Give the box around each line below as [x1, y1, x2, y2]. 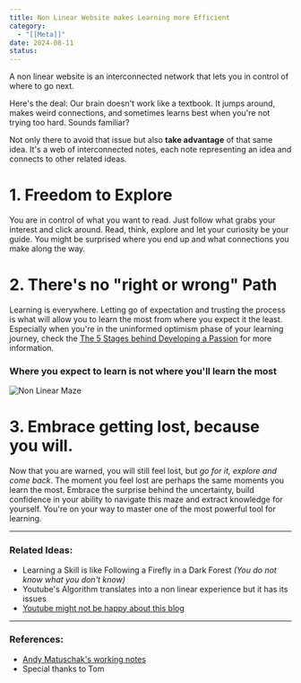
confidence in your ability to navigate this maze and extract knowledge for [9, 495, 284, 505]
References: [9, 634, 64, 646]
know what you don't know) [21, 574, 126, 584]
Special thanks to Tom [21, 663, 105, 674]
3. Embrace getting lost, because [9, 416, 260, 437]
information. [9, 343, 55, 353]
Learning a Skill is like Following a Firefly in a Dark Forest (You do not [21, 565, 278, 575]
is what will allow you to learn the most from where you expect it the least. [9, 314, 283, 324]
